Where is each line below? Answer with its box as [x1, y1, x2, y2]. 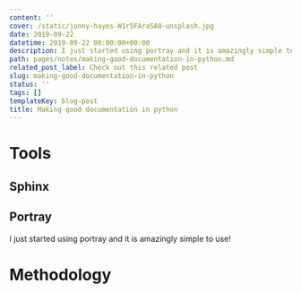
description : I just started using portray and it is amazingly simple [9, 47, 282, 56]
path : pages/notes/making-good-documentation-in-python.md [9, 55, 235, 64]
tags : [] [9, 88, 42, 97]
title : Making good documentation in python [9, 105, 178, 114]
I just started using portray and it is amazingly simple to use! [9, 233, 231, 244]
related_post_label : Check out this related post [9, 64, 199, 73]
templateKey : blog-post [9, 96, 99, 106]
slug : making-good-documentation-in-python [9, 72, 175, 81]
